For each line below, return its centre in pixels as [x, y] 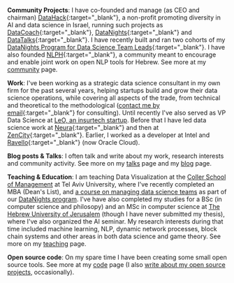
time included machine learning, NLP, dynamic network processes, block [112, 229]
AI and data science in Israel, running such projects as [85, 25]
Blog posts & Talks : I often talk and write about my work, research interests [116, 156]
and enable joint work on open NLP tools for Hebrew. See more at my [107, 62]
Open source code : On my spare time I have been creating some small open [117, 257]
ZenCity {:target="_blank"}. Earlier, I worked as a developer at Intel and [109, 135]
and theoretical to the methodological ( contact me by [84, 105]
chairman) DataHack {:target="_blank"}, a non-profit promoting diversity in [114, 17]
